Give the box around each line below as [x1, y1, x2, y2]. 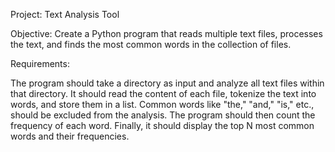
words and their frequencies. [10, 130, 130, 142]
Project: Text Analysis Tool [10, 9, 120, 20]
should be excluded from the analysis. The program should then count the [10, 109, 316, 121]
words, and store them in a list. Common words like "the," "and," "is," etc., [10, 99, 315, 110]
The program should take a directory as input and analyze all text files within [10, 77, 325, 89]
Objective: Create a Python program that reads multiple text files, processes [10, 28, 323, 39]
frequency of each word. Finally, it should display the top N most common [10, 120, 315, 131]
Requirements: [10, 58, 70, 69]
